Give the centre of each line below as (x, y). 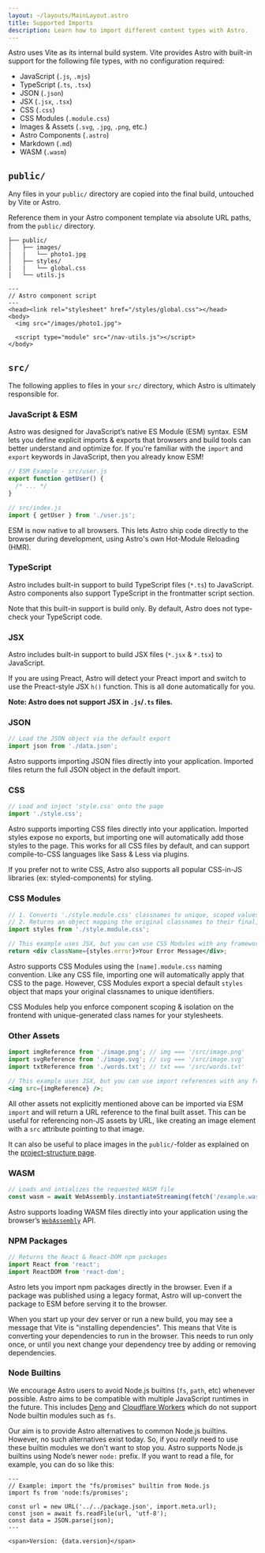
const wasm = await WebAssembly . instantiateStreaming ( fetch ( (111, 1196)
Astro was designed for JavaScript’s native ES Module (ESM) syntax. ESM (128, 432)
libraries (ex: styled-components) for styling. (81, 878)
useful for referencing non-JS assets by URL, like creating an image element (132, 1120)
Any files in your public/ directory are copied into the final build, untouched (131, 194)
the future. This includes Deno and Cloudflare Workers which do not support (132, 1407)
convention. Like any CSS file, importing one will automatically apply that (126, 974)
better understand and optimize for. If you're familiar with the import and (125, 448)
